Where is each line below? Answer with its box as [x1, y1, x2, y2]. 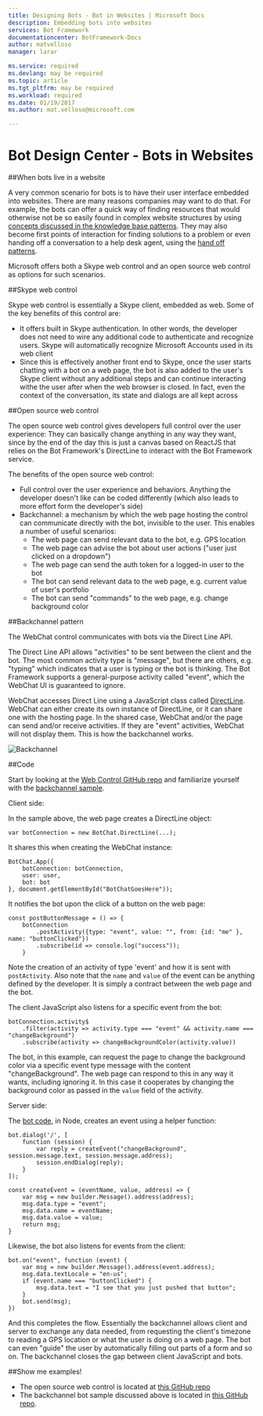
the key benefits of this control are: [8, 309, 121, 318]
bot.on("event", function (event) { [8, 1257, 128, 1264]
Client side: [8, 799, 45, 808]
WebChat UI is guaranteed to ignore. [8, 681, 126, 690]
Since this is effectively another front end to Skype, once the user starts [19, 357, 252, 367]
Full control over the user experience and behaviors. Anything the [19, 485, 231, 495]
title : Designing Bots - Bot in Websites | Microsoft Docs [8, 11, 205, 20]
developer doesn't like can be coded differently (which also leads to [19, 493, 239, 503]
